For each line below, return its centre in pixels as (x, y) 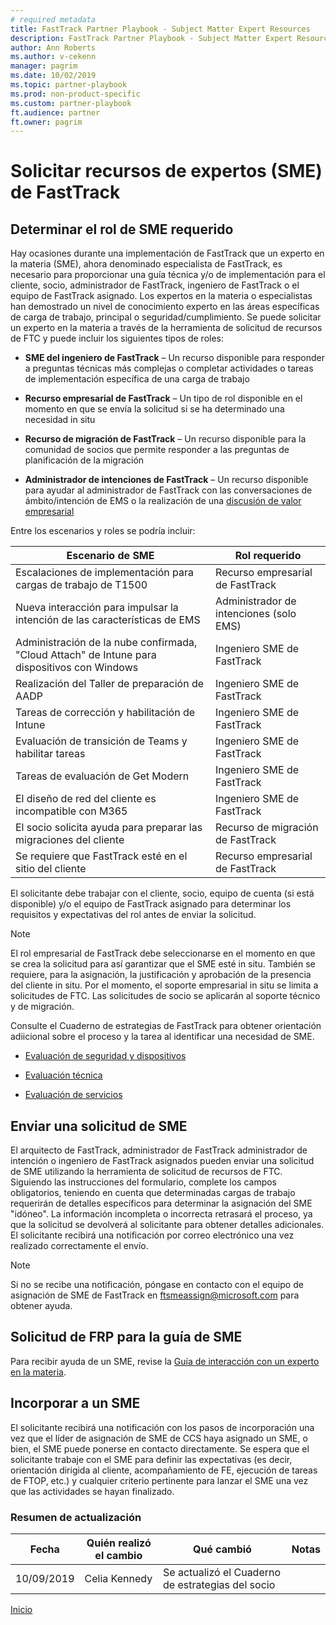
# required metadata (53, 19)
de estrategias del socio (219, 1584)
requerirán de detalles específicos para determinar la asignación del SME (161, 1203)
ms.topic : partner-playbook (69, 85)
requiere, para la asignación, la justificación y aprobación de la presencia (161, 975)
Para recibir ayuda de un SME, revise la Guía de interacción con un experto (165, 1361)
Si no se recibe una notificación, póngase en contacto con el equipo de (157, 1285)
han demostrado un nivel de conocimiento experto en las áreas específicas (165, 307)
